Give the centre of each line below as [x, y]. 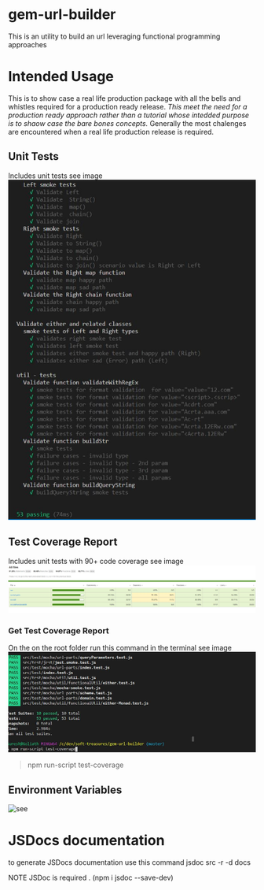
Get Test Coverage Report [59, 630]
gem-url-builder [62, 15]
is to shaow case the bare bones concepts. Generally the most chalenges [127, 123]
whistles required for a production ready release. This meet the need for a [128, 106]
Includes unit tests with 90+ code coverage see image [96, 561]
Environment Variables [65, 790]
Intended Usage [61, 77]
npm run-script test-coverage [75, 765]
